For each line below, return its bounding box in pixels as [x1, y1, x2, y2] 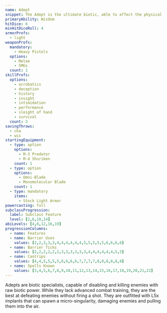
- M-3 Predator [18, 152, 50, 157]
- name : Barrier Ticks [9, 245, 57, 250]
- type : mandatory [9, 189, 48, 194]
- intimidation [14, 101, 46, 106]
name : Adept [5, 7, 30, 13]
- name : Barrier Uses [9, 235, 55, 240]
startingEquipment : [5, 138, 46, 143]
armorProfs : [5, 31, 30, 36]
